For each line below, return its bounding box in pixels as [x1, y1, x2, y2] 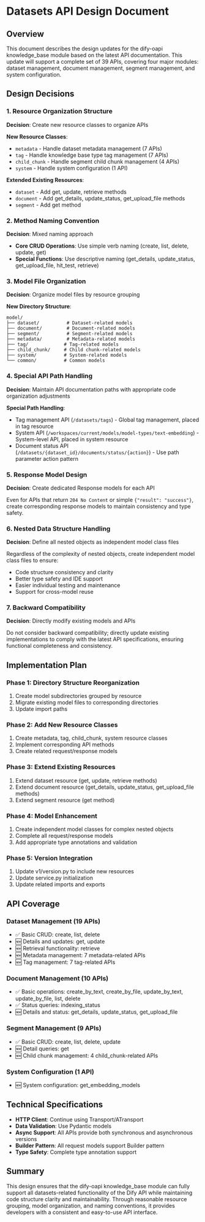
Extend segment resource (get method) [15, 796, 115, 803]
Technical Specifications [6, 1099, 103, 1110]
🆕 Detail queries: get [15, 1045, 69, 1052]
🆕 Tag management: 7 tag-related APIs [15, 958, 116, 966]
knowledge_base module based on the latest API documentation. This [6, 51, 182, 59]
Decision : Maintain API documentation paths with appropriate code [6, 385, 176, 393]
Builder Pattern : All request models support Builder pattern [15, 1142, 165, 1149]
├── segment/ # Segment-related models [6, 331, 133, 337]
